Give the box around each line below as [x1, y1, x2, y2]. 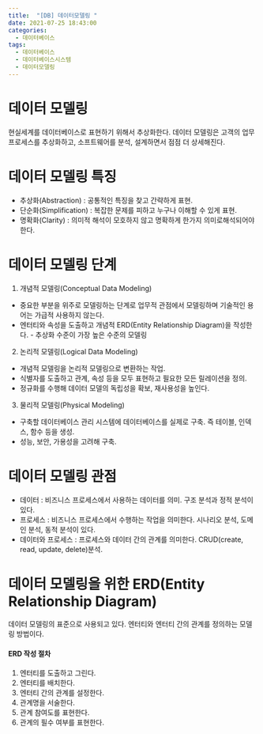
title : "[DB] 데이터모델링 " [8, 11, 98, 20]
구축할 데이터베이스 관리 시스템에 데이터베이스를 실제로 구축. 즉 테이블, [19, 417, 237, 426]
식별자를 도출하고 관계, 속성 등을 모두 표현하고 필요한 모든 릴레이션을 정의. [19, 373, 247, 383]
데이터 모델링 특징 [8, 168, 117, 186]
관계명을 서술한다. [19, 698, 75, 707]
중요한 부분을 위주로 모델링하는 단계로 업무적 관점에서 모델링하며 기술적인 [19, 300, 246, 309]
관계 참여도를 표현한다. [19, 707, 90, 717]
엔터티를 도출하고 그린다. [19, 668, 96, 677]
